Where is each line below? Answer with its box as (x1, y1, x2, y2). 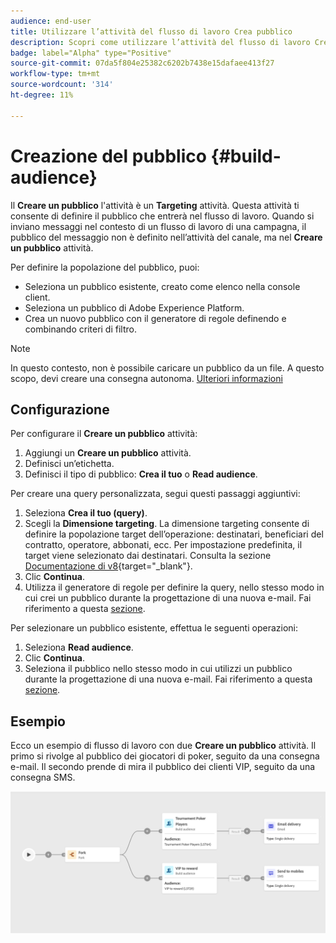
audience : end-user (10, 16, 92, 26)
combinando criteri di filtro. (24, 323, 137, 335)
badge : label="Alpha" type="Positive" (10, 48, 172, 58)
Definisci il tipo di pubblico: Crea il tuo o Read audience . (24, 468, 258, 480)
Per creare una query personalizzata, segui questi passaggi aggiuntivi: (10, 488, 301, 500)
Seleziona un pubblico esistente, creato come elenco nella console (24, 280, 301, 292)
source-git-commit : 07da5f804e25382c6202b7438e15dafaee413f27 (10, 58, 275, 69)
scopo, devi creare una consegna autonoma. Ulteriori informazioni (10, 372, 283, 384)
